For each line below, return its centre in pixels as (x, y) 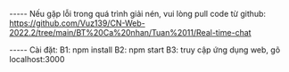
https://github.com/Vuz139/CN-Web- (77, 23)
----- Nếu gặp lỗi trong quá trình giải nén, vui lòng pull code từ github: (137, 14)
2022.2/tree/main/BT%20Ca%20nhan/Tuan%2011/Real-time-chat (130, 32)
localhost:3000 (37, 59)
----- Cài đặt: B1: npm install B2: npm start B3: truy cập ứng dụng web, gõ (145, 50)
